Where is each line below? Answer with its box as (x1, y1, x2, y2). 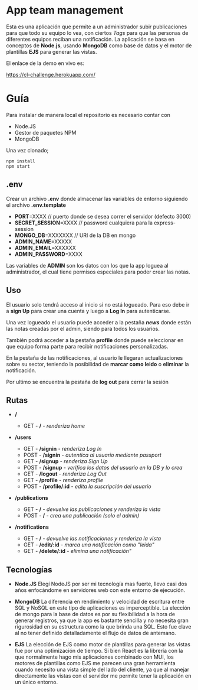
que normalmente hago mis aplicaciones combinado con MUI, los (14, 653, 174, 660)
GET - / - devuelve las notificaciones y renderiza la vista (23, 535, 161, 542)
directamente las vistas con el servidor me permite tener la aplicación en (14, 672, 192, 679)
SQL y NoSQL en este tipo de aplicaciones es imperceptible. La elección (14, 604, 190, 611)
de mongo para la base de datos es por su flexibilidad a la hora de (14, 611, 176, 618)
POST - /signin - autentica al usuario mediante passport (23, 451, 162, 458)
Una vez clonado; (6, 147, 49, 154)
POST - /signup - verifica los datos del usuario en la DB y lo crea (23, 464, 183, 471)
